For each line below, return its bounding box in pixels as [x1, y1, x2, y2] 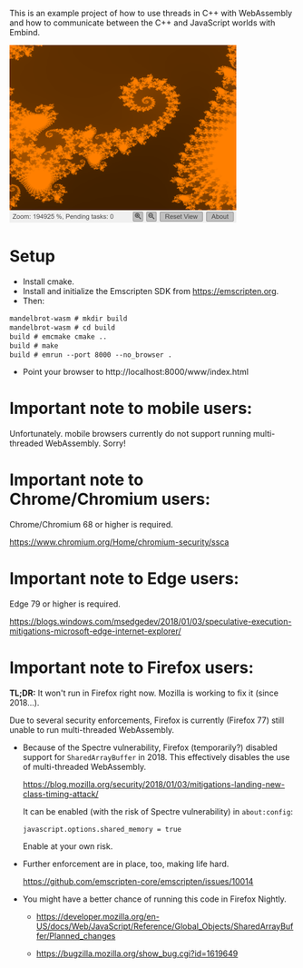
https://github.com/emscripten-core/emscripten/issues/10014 [22, 875, 254, 886]
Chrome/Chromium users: [9, 489, 211, 509]
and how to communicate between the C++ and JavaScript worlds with [9, 17, 276, 28]
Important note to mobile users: [9, 399, 252, 419]
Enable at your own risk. [22, 840, 113, 852]
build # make [9, 341, 59, 351]
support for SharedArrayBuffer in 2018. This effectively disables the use [22, 751, 290, 762]
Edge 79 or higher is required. [9, 598, 121, 609]
